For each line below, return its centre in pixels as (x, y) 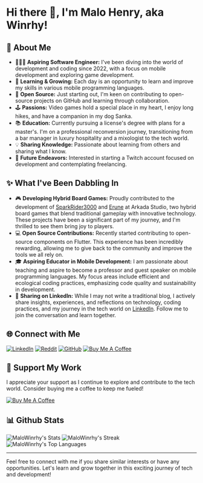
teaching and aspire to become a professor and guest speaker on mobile (105, 270)
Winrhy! (27, 25)
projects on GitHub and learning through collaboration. (101, 100)
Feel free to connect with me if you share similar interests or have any (93, 462)
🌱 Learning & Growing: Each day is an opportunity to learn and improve (104, 81)
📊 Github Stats (35, 420)
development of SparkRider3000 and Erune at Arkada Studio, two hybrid (105, 207)
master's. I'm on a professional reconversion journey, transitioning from (104, 132)
